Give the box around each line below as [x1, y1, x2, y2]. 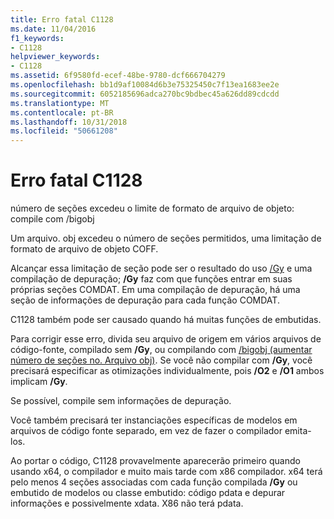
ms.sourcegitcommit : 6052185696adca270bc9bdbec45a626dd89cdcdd [10, 89, 280, 99]
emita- [284, 425, 312, 437]
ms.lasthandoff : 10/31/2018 [10, 117, 128, 127]
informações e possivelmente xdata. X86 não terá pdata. [10, 497, 244, 510]
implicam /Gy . [10, 376, 68, 388]
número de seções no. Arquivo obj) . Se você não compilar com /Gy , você [10, 354, 313, 366]
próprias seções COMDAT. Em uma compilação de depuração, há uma [10, 284, 301, 296]
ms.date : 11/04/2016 [10, 24, 97, 34]
